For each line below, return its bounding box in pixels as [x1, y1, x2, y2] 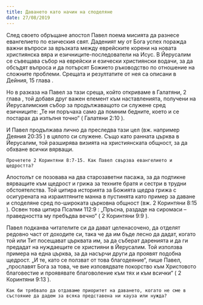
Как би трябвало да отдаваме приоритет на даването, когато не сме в [6, 287, 187, 293]
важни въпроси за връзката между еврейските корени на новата [6, 44, 177, 52]
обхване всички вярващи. [6, 145, 74, 153]
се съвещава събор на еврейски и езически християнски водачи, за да [6, 57, 193, 65]
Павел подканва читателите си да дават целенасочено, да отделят [6, 223, 181, 231]
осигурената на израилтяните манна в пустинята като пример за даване [6, 192, 196, 200]
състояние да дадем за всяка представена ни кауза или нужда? [6, 293, 167, 299]
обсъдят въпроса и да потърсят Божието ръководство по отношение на [6, 63, 195, 71]
